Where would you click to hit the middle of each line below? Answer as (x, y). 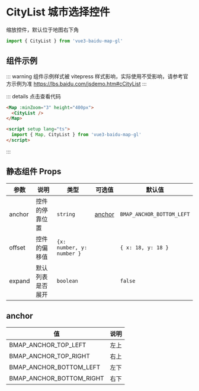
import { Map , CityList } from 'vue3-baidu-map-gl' (77, 135)
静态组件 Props (34, 172)
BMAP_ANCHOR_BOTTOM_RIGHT (57, 378)
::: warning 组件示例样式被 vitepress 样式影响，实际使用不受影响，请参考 (95, 76)
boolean (68, 281)
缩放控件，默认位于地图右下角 (42, 30)
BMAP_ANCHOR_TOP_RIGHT (49, 356)
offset (17, 248)
